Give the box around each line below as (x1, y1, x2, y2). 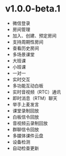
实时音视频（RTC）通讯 (12, 88, 61, 95)
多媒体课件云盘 (12, 132, 43, 138)
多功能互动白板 (12, 82, 43, 88)
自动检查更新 (12, 145, 39, 151)
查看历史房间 (12, 45, 39, 51)
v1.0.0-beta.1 (5, 3, 60, 14)
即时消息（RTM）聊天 (12, 95, 57, 101)
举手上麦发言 (12, 101, 39, 107)
